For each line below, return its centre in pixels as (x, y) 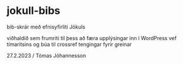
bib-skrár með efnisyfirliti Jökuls (46, 27)
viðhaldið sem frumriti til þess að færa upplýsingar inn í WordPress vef (92, 38)
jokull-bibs (34, 11)
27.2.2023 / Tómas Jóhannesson (46, 55)
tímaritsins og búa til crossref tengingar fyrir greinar (69, 44)
